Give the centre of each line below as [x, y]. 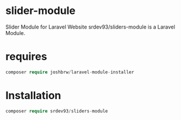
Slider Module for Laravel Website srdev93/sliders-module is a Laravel [90, 27]
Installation [33, 95]
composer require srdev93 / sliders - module [57, 111]
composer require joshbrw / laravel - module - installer [70, 72]
